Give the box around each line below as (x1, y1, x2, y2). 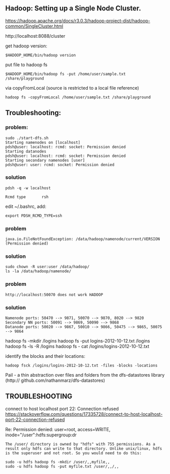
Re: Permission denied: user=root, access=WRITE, (5, 426, 111, 432)
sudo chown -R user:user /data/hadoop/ (5, 265, 90, 270)
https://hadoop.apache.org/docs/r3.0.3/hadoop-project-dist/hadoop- (5, 17, 151, 23)
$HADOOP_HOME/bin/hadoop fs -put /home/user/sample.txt (5, 71, 126, 76)
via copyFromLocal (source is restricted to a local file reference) (5, 85, 140, 91)
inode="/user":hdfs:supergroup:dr (5, 432, 77, 438)
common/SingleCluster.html (5, 23, 63, 29)
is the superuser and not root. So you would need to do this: (5, 451, 142, 456)
